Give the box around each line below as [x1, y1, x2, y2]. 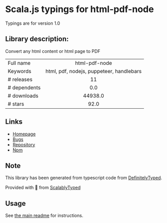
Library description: [5, 35, 69, 43]
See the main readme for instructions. [5, 212, 83, 218]
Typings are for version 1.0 [5, 20, 60, 26]
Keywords [8, 67, 32, 75]
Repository [12, 141, 35, 147]
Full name [8, 59, 31, 66]
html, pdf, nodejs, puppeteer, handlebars [45, 67, 142, 75]
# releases [8, 76, 33, 83]
